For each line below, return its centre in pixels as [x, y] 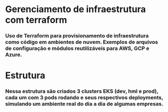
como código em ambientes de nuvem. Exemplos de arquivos [82, 42]
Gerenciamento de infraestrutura [76, 9]
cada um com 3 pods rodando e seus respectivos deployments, [84, 98]
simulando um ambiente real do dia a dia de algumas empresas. [84, 104]
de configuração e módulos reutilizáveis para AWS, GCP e [77, 48]
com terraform [36, 20]
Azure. [14, 55]
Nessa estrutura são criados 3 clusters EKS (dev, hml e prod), [82, 91]
